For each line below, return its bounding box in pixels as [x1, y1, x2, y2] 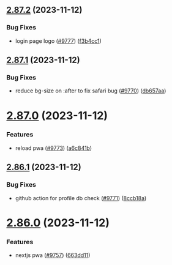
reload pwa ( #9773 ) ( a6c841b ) [15, 144, 92, 152]
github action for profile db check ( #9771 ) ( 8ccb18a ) [15, 194, 147, 201]
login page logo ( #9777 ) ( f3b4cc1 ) [15, 37, 102, 45]
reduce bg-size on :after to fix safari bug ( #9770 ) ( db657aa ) [15, 87, 166, 94]
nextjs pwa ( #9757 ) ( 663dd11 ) [15, 252, 91, 259]
